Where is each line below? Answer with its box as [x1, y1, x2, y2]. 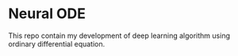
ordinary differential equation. [8, 39, 106, 48]
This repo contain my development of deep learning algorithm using [8, 31, 230, 40]
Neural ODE [8, 5, 86, 23]
